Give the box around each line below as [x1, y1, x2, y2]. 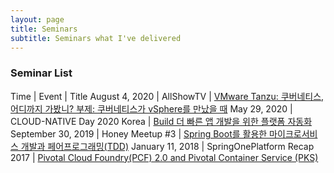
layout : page [10, 14, 65, 25]
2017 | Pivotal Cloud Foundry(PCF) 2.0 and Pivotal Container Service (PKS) [10, 151, 319, 163]
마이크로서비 [269, 127, 318, 140]
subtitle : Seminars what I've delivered [10, 33, 182, 43]
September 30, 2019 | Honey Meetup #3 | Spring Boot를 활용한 [10, 127, 268, 140]
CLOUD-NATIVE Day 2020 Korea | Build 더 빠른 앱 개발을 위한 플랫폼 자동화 [10, 115, 313, 127]
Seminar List [10, 66, 73, 80]
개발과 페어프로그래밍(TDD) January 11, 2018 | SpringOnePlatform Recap [20, 140, 315, 152]
